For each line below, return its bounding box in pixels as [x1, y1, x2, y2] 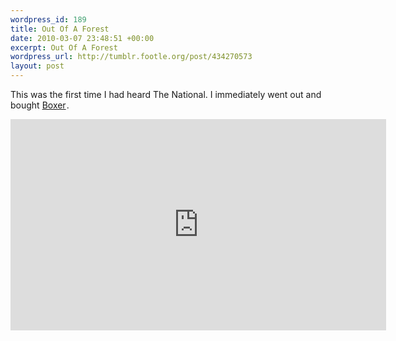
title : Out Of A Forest [10, 24, 110, 34]
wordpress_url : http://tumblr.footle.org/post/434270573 [10, 52, 253, 62]
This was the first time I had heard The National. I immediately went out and [10, 89, 322, 100]
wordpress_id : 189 [10, 14, 87, 25]
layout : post [10, 61, 65, 71]
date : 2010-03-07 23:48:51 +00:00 [10, 33, 155, 43]
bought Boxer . [10, 99, 70, 111]
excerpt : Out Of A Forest [10, 42, 118, 53]
